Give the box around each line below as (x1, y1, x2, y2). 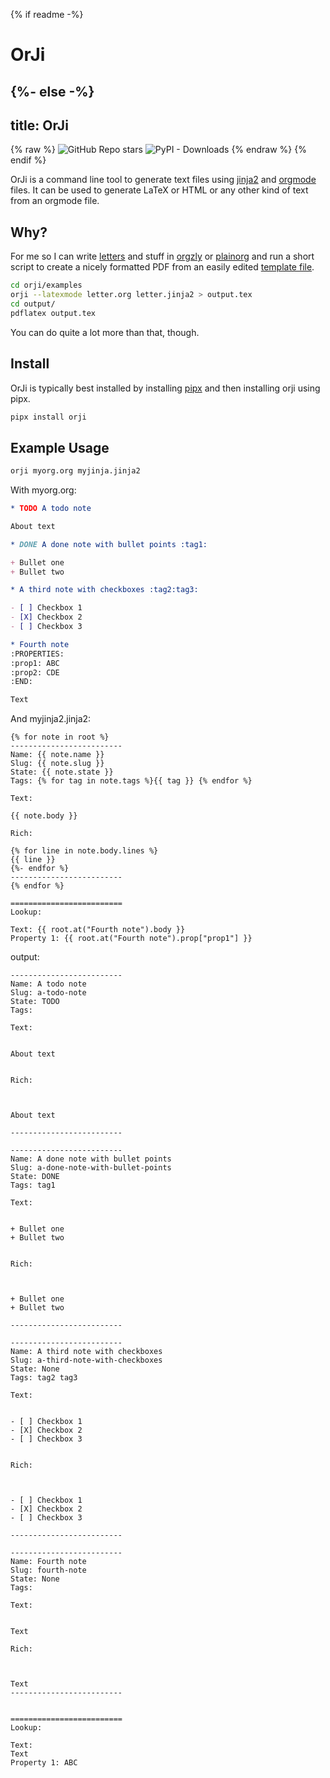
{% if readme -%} (10, 9, 84, 20)
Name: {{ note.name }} (10, 750, 105, 760)
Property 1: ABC (10, 1758, 78, 1768)
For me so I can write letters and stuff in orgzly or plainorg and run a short (10, 250, 315, 263)
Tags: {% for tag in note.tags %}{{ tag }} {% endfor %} (10, 776, 253, 786)
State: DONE (10, 1172, 60, 1182)
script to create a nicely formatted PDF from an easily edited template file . (10, 261, 315, 273)
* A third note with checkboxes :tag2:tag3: (10, 585, 199, 595)
